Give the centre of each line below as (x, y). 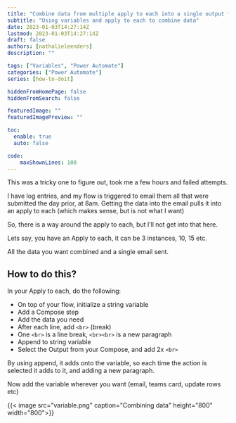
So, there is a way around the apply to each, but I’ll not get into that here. (113, 225)
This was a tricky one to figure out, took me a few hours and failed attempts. (118, 182)
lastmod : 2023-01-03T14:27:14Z (53, 33)
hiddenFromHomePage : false (47, 91)
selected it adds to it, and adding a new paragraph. (81, 371)
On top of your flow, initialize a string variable (83, 305)
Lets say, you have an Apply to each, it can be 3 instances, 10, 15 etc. (107, 238)
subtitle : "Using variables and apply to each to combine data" (103, 20)
